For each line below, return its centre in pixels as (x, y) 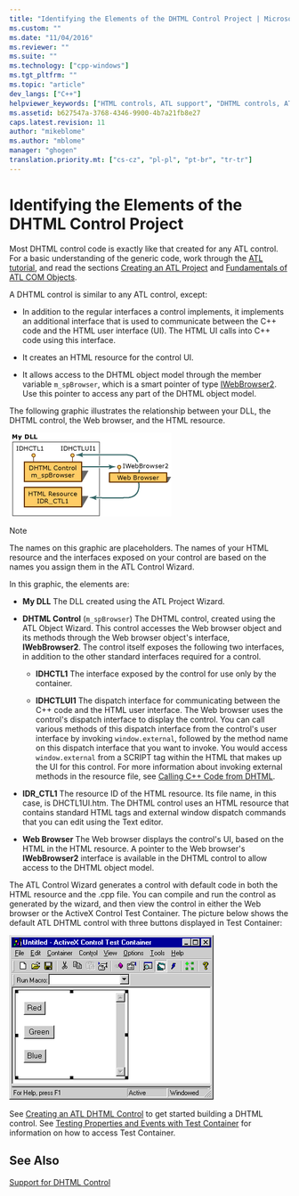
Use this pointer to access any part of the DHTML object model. (139, 393)
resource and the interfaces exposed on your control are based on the (138, 557)
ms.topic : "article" (48, 85)
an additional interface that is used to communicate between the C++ (149, 321)
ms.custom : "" (36, 28)
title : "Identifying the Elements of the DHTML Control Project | (135, 19)
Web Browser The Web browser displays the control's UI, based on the (153, 839)
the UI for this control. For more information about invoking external (159, 766)
